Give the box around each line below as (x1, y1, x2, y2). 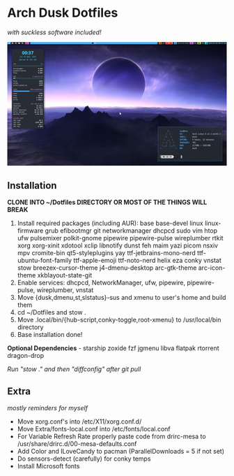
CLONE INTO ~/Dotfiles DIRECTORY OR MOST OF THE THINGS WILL (7, 198, 208, 207)
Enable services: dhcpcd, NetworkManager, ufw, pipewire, (17, 278, 186, 287)
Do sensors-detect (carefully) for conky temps (17, 454, 151, 463)
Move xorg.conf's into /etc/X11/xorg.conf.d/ (17, 417, 142, 426)
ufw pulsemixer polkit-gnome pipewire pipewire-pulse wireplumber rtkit (17, 234, 224, 243)
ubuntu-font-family (17, 257, 72, 265)
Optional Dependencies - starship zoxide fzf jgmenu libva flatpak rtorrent (7, 344, 219, 352)
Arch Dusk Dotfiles (7, 5, 118, 21)
